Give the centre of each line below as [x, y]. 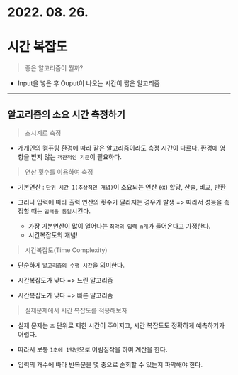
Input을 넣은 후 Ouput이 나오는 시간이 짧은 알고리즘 [89, 83]
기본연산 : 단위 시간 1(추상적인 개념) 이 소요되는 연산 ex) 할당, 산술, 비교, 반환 [122, 187]
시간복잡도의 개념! [53, 234]
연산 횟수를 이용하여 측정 [59, 172]
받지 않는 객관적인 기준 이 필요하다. [76, 156]
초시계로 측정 [43, 133]
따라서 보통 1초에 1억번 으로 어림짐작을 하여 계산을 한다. [92, 349]
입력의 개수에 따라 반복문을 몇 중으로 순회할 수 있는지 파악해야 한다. [110, 364]
